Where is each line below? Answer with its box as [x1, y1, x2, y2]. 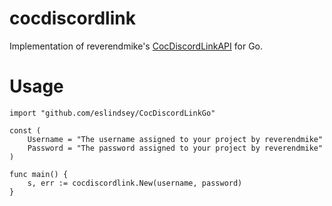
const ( [9, 125, 42, 136]
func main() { [9, 169, 69, 179]
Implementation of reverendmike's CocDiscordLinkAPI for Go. [9, 40, 264, 52]
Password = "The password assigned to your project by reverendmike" [27, 143, 324, 153]
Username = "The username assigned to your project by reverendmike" [27, 134, 324, 144]
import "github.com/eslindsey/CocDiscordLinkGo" [9, 108, 216, 118]
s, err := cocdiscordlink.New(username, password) [27, 178, 243, 188]
